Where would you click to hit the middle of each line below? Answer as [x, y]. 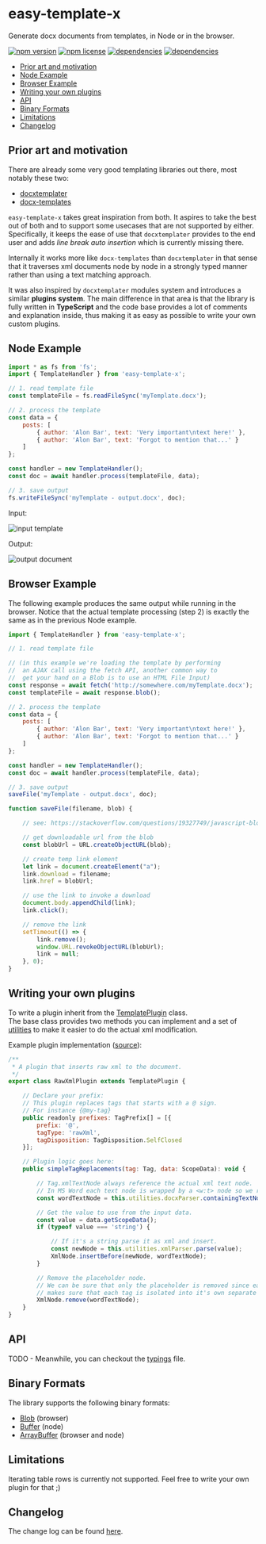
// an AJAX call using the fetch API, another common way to [113, 671]
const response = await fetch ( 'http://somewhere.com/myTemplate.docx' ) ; [131, 685]
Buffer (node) [42, 1426]
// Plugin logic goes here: [68, 1162]
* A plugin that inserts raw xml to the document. [97, 1067]
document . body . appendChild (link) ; [79, 903]
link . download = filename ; [67, 874]
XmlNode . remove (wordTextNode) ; [88, 1300]
